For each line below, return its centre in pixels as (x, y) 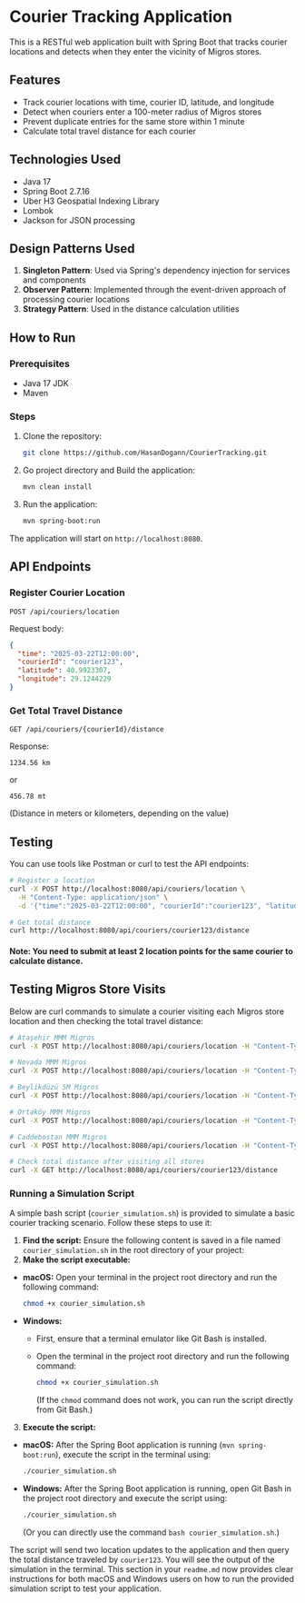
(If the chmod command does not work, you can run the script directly (164, 1400)
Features (35, 80)
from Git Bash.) (64, 1409)
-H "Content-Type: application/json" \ (93, 897)
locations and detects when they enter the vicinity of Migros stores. (136, 51)
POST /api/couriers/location (64, 612)
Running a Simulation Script (72, 1194)
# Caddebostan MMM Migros (58, 1137)
